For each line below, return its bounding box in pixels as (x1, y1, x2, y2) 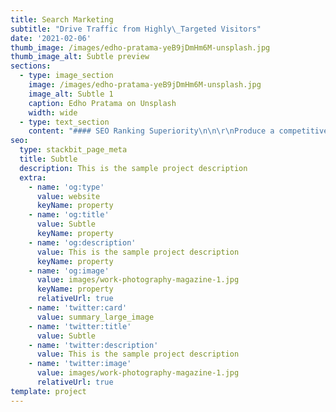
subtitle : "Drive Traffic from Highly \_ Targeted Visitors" (10, 24, 262, 34)
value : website (36, 191, 101, 201)
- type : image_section (19, 71, 114, 81)
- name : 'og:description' (28, 237, 137, 248)
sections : (10, 61, 52, 71)
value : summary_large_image (36, 312, 155, 322)
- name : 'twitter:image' (28, 359, 132, 369)
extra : (19, 172, 47, 183)
